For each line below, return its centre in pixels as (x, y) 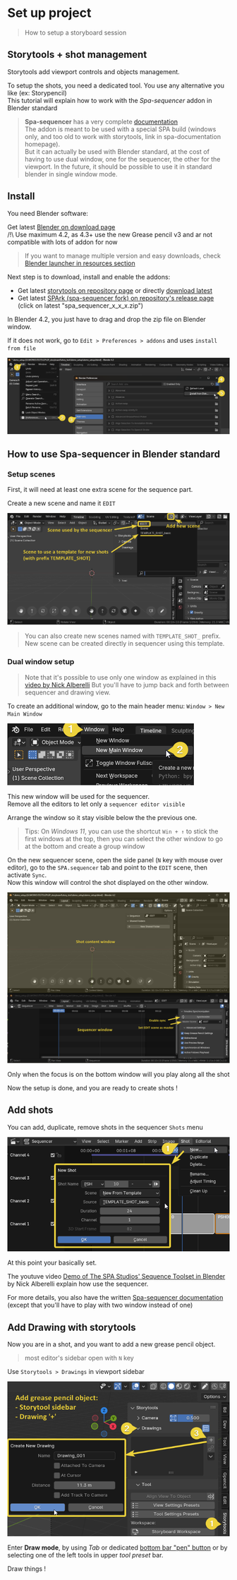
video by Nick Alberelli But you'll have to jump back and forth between (127, 685)
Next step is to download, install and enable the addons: (89, 277)
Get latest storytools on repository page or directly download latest (115, 290)
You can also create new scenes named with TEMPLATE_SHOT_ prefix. (122, 636)
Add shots (30, 1110)
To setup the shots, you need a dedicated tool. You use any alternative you (116, 85)
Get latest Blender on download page (61, 227)
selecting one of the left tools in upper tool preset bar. (85, 1555)
